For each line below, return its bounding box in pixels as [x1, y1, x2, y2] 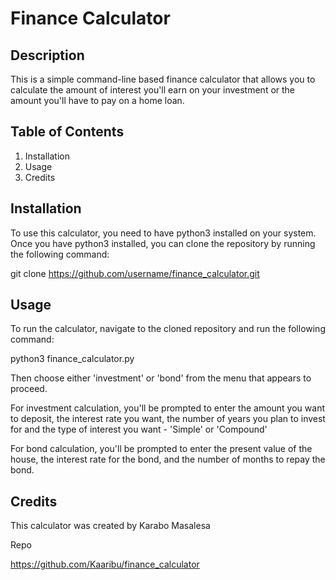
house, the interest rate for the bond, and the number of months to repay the [10, 453, 326, 466]
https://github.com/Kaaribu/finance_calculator [10, 558, 200, 571]
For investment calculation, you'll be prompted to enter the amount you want [10, 402, 325, 414]
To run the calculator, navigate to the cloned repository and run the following [10, 323, 326, 335]
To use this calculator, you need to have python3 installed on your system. [10, 227, 317, 239]
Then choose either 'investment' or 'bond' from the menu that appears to [10, 372, 312, 384]
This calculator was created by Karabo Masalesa [10, 520, 211, 532]
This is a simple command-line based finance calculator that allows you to [10, 73, 316, 85]
